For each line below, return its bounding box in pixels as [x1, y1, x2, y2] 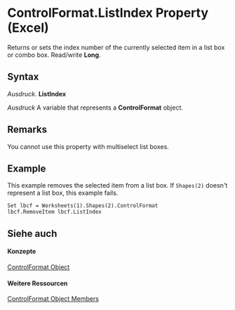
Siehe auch [7, 227, 58, 240]
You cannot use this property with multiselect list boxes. [7, 142, 170, 150]
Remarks [7, 124, 48, 136]
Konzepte [7, 247, 36, 256]
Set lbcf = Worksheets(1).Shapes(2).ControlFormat [7, 202, 159, 209]
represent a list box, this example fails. [7, 188, 119, 198]
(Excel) [7, 20, 49, 36]
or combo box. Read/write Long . [7, 51, 101, 59]
